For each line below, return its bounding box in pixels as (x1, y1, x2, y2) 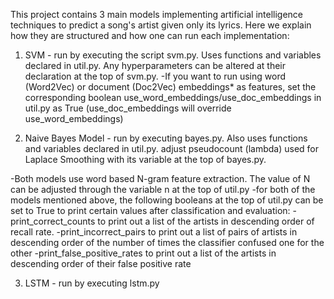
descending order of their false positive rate (10, 258, 192, 269)
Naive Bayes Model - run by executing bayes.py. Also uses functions (24, 132, 308, 144)
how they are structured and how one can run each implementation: (10, 30, 290, 41)
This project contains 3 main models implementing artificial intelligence (10, 9, 304, 20)
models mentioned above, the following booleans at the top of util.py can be (10, 194, 324, 206)
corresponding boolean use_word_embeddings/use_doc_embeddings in (24, 92, 322, 103)
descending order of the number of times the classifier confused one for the (10, 237, 325, 248)
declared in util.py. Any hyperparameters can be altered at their (24, 60, 287, 71)
